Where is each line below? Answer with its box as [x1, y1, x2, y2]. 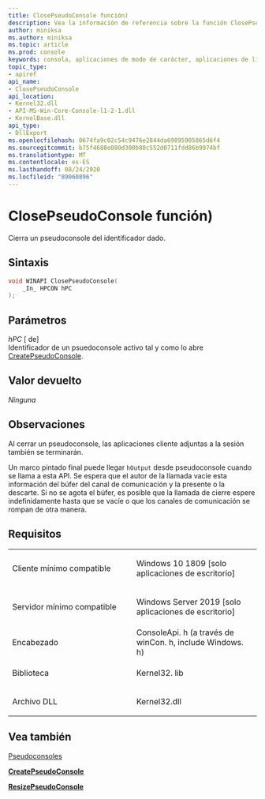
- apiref [8, 70, 37, 78]
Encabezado [12, 636, 59, 647]
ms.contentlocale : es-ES [8, 159, 90, 167]
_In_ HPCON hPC [22, 284, 73, 292]
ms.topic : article [8, 41, 69, 49]
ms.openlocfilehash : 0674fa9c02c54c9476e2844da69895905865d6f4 [8, 136, 221, 144]
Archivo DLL [12, 696, 58, 707]
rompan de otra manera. [8, 505, 87, 514]
